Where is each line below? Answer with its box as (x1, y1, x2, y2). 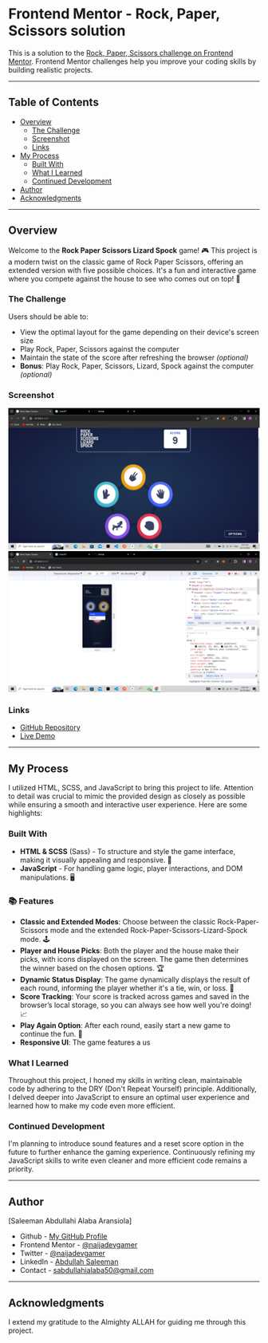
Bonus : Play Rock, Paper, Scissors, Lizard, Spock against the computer (19, 360, 254, 371)
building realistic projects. (8, 65, 93, 74)
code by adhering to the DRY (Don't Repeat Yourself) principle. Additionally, (8, 1084, 257, 1093)
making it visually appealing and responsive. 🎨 (19, 855, 173, 864)
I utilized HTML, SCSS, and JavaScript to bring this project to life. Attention (8, 783, 254, 793)
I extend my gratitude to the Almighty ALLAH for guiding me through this (8, 1317, 246, 1327)
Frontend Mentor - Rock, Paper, (8, 5, 221, 23)
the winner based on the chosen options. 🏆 (19, 963, 165, 973)
